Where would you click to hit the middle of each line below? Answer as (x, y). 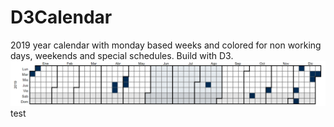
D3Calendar (61, 17)
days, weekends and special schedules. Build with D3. (122, 55)
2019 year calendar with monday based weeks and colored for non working (166, 45)
